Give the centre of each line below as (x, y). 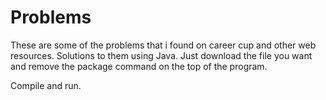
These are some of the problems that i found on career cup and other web (163, 45)
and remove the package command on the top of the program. (139, 66)
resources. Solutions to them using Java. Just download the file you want (161, 55)
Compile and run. (46, 85)
